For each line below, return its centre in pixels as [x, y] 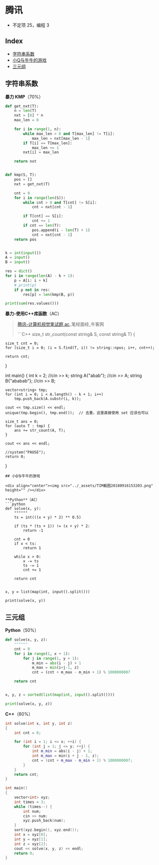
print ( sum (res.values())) [32, 303]
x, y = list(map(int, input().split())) [48, 592]
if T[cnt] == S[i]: [43, 216]
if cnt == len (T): [42, 226]
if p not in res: [32, 290]
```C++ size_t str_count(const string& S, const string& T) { [76, 334]
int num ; [32, 811]
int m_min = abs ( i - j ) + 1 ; [62, 751]
